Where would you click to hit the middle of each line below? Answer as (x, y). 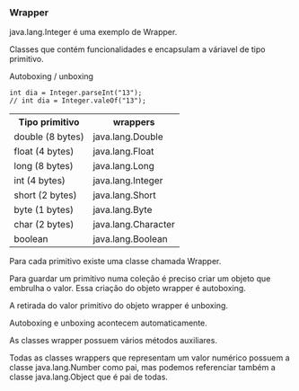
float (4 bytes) (44, 152)
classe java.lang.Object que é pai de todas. (89, 377)
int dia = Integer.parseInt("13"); (76, 93)
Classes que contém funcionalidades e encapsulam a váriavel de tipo (137, 49)
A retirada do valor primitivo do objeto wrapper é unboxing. (119, 306)
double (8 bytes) (49, 137)
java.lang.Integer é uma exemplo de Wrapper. (93, 32)
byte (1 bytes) (44, 210)
